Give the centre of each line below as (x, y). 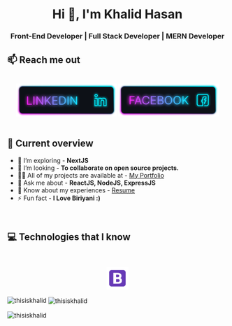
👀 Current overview (50, 144)
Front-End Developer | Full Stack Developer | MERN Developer (117, 36)
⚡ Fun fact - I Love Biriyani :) (59, 198)
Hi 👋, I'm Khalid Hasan (117, 14)
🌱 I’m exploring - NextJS (53, 160)
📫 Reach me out (44, 60)
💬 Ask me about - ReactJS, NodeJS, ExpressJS (86, 183)
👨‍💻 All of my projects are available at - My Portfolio (90, 175)
